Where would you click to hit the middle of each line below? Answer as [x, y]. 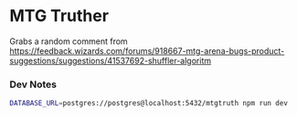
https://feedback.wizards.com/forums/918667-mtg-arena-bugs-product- [147, 50]
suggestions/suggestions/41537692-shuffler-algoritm [111, 60]
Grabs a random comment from [69, 41]
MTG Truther [59, 16]
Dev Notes [33, 84]
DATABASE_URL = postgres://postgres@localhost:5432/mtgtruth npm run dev [148, 103]
